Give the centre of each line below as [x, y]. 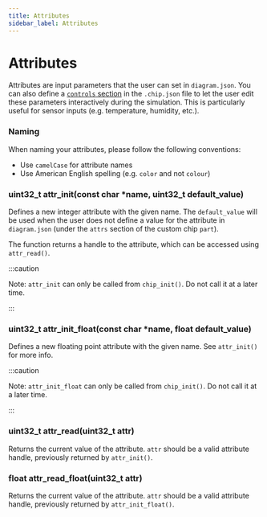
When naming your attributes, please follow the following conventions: [125, 149]
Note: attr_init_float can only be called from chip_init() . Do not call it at [133, 386]
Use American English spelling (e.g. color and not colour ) [115, 173]
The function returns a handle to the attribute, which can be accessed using [133, 244]
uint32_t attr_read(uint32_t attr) [71, 431]
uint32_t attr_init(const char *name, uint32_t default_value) [126, 194]
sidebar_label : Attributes [53, 23]
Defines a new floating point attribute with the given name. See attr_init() [133, 347]
